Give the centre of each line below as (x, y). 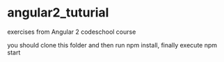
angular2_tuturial (58, 13)
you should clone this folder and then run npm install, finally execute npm (112, 45)
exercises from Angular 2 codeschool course (72, 32)
